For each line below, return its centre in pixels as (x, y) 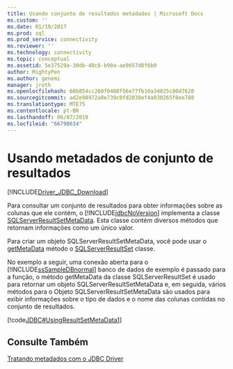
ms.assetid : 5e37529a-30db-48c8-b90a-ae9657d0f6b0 (82, 65)
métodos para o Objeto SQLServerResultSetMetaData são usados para (109, 292)
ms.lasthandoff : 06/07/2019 (48, 117)
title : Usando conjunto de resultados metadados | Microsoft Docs (105, 14)
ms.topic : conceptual (39, 59)
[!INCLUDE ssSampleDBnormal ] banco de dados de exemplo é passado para (116, 269)
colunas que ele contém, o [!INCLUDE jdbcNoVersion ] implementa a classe (114, 213)
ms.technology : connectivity (49, 53)
